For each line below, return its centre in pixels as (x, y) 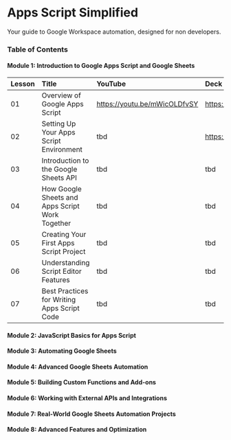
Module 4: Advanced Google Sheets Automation (78, 367)
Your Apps (58, 132)
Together (56, 223)
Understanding (66, 263)
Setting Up (59, 124)
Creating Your (64, 235)
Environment (62, 150)
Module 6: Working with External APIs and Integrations (87, 398)
